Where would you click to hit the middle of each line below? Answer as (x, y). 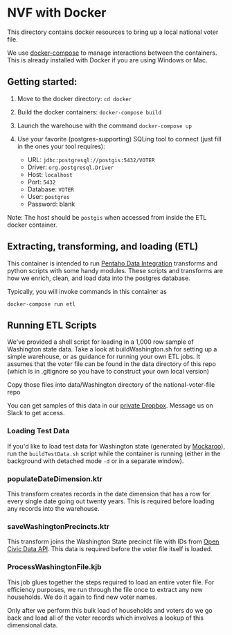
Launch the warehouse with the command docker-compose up (105, 125)
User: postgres (49, 196)
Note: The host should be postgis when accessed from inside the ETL (107, 217)
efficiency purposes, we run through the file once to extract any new (105, 589)
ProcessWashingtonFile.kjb (54, 567)
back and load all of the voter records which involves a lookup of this (106, 618)
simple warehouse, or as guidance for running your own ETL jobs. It (104, 357)
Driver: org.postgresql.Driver (71, 167)
